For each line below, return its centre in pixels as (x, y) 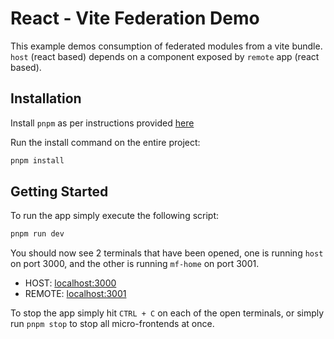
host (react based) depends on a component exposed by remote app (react (165, 56)
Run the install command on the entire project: (105, 142)
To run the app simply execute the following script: (115, 216)
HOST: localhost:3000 (70, 283)
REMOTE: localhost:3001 (75, 294)
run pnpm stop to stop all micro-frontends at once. (112, 324)
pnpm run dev (37, 234)
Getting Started (59, 192)
